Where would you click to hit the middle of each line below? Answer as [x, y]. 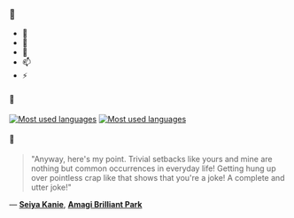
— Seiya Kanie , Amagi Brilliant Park [76, 204]
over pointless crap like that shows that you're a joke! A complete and [158, 177]
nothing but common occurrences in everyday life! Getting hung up [153, 168]
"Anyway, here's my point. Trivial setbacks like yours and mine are [151, 159]
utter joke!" [51, 187]
